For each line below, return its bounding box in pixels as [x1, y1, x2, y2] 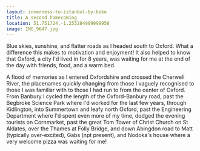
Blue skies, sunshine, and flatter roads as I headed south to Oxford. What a [6, 42, 194, 50]
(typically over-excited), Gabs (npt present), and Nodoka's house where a [6, 132, 191, 139]
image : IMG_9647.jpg [6, 25, 59, 32]
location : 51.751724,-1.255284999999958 [6, 20, 110, 26]
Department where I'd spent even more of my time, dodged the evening [6, 112, 185, 119]
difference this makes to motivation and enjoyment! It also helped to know [6, 49, 191, 56]
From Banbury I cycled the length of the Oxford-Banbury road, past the [6, 93, 184, 100]
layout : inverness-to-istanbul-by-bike [6, 8, 107, 15]
